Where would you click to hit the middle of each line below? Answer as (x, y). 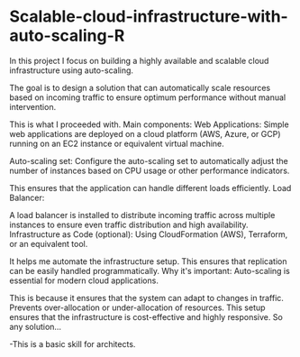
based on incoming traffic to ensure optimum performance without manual (148, 97)
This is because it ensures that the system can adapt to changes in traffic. (146, 297)
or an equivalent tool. (49, 243)
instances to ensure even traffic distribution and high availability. (129, 224)
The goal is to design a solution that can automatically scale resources (140, 87)
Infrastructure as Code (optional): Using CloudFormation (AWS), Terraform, (149, 234)
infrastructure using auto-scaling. (71, 70)
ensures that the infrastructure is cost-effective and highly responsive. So (146, 316)
